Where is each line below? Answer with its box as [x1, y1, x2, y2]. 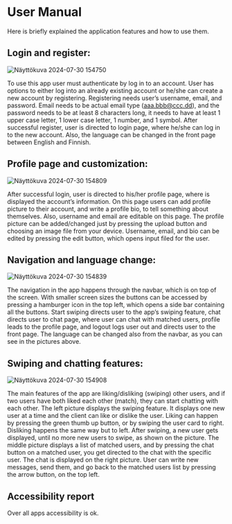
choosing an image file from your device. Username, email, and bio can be [7, 227, 220, 235]
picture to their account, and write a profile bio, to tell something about [7, 204, 209, 213]
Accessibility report [7, 490, 95, 503]
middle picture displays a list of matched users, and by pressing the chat [7, 441, 215, 449]
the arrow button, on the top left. [7, 471, 100, 479]
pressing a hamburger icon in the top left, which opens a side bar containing [7, 301, 225, 309]
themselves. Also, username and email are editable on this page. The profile [7, 212, 224, 220]
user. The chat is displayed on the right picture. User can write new [7, 455, 199, 464]
